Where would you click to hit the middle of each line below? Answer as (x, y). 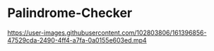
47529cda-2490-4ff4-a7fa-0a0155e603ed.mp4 (77, 40)
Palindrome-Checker (70, 13)
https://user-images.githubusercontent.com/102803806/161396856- (107, 33)
